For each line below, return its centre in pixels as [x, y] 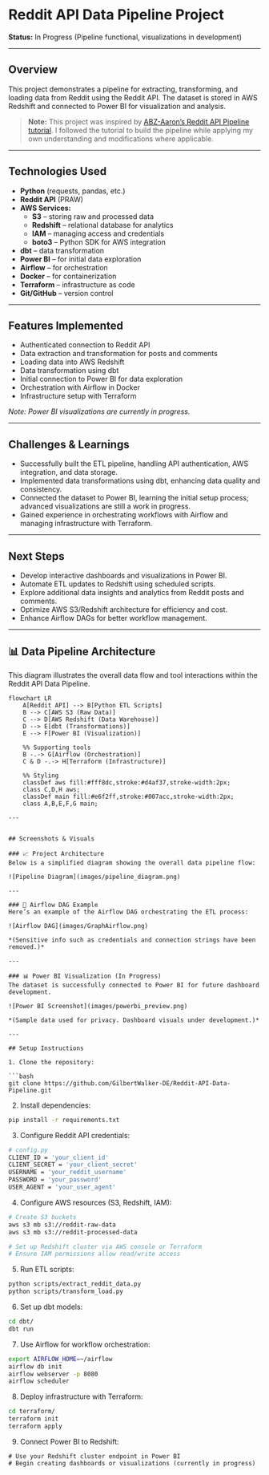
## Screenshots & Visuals [51, 839]
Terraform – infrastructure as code [77, 284]
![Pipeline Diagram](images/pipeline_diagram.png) [94, 877]
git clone [25, 1083]
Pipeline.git [30, 1090]
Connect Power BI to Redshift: [69, 1441]
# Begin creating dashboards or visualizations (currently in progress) [132, 1463]
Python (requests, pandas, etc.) [72, 191]
